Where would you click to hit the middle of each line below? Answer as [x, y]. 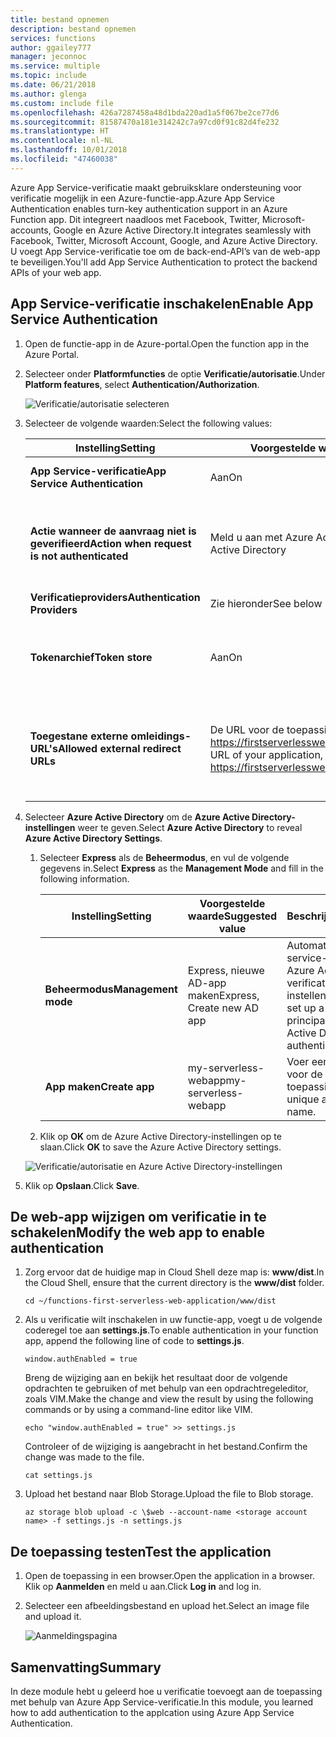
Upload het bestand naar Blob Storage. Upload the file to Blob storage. [169, 1494]
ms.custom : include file [62, 103]
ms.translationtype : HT [60, 131]
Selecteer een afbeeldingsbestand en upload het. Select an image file [167, 1606]
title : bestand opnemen [60, 19]
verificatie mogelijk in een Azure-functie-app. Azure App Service [142, 198]
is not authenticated [79, 556]
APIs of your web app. [56, 272]
